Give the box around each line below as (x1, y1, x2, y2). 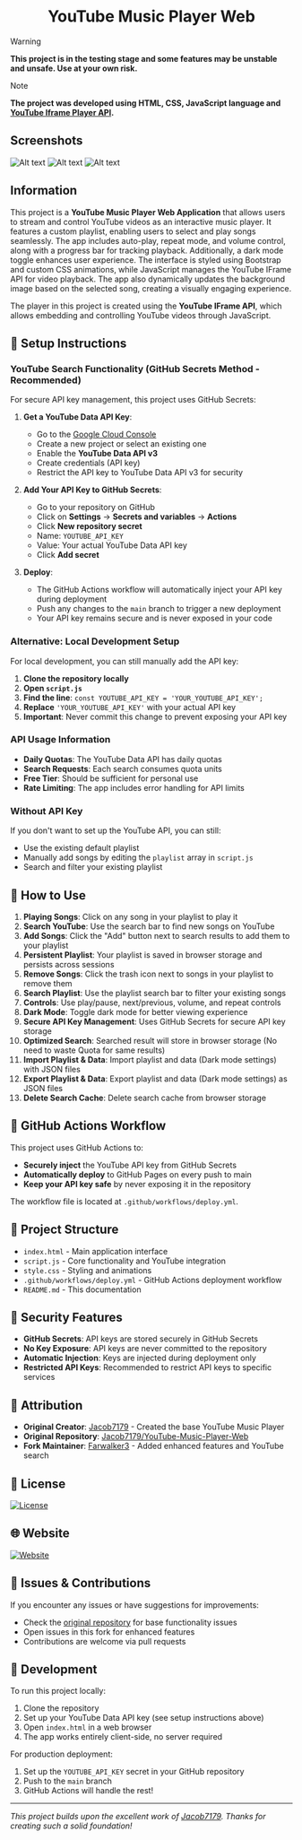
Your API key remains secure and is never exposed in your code (36, 612, 272, 624)
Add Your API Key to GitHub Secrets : (22, 484, 162, 495)
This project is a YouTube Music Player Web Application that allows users (10, 206, 286, 217)
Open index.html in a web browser (22, 1722, 152, 1732)
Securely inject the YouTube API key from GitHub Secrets (22, 1159, 237, 1170)
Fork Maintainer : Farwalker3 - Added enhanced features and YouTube (22, 1441, 285, 1452)
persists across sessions (22, 959, 115, 969)
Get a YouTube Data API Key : (22, 412, 133, 422)
